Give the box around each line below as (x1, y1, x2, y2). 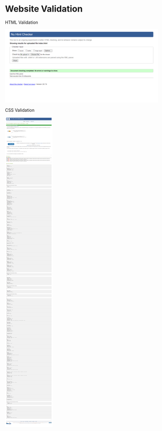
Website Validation (5, 3, 83, 15)
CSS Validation (5, 108, 35, 113)
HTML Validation (5, 19, 38, 25)
